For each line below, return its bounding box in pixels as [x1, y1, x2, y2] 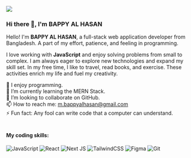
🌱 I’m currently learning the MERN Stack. [6, 88, 105, 95]
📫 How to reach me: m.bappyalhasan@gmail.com [6, 101, 128, 108]
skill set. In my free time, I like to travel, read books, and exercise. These [6, 64, 182, 71]
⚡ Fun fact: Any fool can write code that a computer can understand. [6, 109, 173, 117]
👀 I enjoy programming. [6, 82, 63, 89]
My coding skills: [6, 131, 49, 138]
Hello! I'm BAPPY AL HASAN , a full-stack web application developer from [6, 33, 186, 41]
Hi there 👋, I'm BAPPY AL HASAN [6, 20, 102, 28]
